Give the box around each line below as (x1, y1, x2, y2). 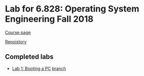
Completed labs (5, 53, 54, 61)
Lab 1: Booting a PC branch (12, 65, 66, 71)
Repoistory (5, 38, 27, 44)
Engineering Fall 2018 (5, 13, 94, 25)
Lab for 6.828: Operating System (5, 3, 139, 14)
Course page (5, 29, 31, 35)
